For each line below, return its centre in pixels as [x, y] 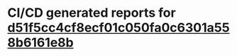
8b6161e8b [40, 43]
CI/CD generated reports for [92, 13]
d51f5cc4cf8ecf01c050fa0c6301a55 [118, 28]
